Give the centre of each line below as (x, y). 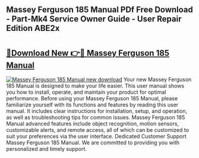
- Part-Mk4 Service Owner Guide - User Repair (94, 19)
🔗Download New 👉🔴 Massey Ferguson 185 (88, 53)
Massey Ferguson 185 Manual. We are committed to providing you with (93, 143)
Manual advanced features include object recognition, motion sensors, (93, 124)
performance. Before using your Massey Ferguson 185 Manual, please (92, 98)
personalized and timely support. (47, 149)
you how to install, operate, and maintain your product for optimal (86, 92)
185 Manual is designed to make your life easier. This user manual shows (95, 86)
